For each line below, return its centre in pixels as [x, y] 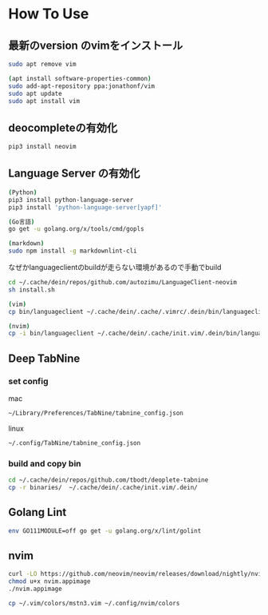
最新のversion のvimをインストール [96, 45]
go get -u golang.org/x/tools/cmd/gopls [77, 229]
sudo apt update [35, 93]
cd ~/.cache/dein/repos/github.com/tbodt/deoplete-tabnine [108, 480]
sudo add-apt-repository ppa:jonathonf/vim [82, 86]
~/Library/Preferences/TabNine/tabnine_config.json [96, 413]
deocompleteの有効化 [63, 127]
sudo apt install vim [44, 101]
